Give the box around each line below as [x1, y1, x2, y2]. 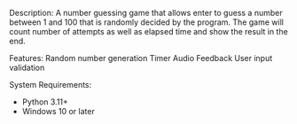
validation [9, 62, 45, 73]
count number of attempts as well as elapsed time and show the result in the [9, 27, 288, 36]
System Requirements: [9, 80, 92, 89]
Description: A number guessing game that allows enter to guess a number [9, 8, 283, 18]
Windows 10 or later [21, 106, 95, 116]
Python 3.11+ [21, 97, 69, 107]
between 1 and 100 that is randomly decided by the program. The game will [9, 17, 284, 27]
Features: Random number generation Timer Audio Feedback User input [9, 53, 273, 63]
